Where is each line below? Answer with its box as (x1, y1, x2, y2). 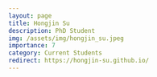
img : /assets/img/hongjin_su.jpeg (8, 34, 125, 43)
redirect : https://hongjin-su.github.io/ (8, 57, 150, 65)
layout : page (8, 11, 52, 20)
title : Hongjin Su (8, 19, 70, 27)
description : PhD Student (8, 26, 95, 34)
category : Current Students (8, 49, 103, 57)
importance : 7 (8, 42, 56, 50)
